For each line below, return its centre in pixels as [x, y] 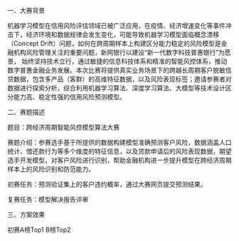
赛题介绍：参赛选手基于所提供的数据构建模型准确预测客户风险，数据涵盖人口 [119, 142]
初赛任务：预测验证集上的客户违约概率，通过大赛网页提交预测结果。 [107, 184]
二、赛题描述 [26, 112]
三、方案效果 [26, 215]
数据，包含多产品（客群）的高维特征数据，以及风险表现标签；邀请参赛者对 [122, 79]
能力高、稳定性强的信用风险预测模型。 [69, 97]
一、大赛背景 [26, 10]
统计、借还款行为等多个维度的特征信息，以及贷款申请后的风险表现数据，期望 [119, 151]
